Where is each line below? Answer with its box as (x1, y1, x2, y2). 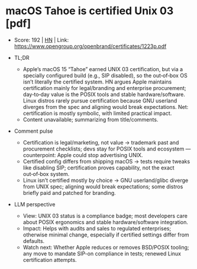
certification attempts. (22, 256, 77, 263)
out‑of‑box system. (22, 170, 70, 177)
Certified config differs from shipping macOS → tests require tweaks (22, 158, 190, 165)
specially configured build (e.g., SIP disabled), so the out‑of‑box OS (22, 72, 188, 79)
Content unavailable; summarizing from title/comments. (22, 116, 159, 123)
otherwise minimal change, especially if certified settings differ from (22, 231, 190, 238)
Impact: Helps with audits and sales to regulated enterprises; (22, 225, 172, 232)
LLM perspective (14, 200, 56, 208)
